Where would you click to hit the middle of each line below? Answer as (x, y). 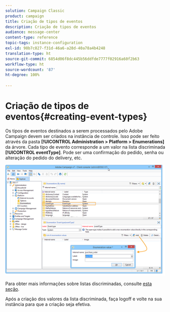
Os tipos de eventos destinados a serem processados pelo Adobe (74, 131)
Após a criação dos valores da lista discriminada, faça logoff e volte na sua (84, 299)
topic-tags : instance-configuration (44, 43)
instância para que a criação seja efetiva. (48, 304)
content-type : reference (31, 38)
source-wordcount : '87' (30, 70)
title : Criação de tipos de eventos (44, 21)
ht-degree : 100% (22, 75)
